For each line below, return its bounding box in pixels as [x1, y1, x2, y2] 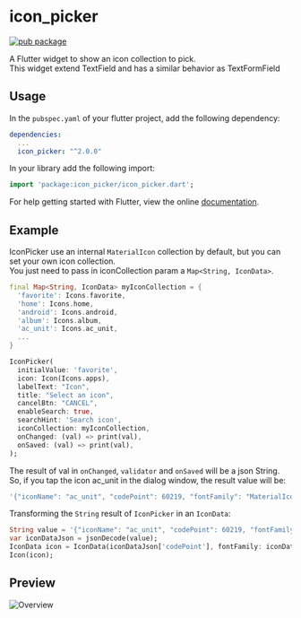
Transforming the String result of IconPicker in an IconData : [9, 509, 231, 519]
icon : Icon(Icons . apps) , [17, 374, 110, 383]
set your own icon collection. [9, 256, 116, 266]
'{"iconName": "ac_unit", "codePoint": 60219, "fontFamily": [9, 492, 243, 501]
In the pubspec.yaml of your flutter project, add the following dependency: [9, 112, 280, 123]
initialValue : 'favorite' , [17, 365, 118, 374]
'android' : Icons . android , [17, 308, 118, 317]
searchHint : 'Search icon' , [17, 415, 123, 425]
